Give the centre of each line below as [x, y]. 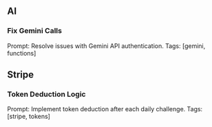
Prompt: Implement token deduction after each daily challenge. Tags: [105, 109]
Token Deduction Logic [46, 94]
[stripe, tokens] [29, 117]
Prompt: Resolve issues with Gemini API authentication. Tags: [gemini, [106, 46]
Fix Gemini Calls [34, 31]
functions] [22, 53]
